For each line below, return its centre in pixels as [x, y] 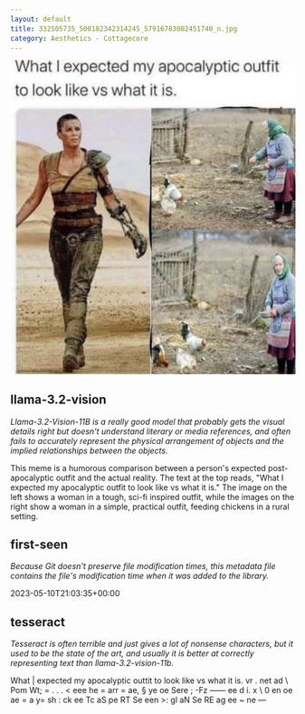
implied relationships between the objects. [89, 450]
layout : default [41, 19]
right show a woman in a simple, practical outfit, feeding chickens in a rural [150, 507]
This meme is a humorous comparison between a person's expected [138, 468]
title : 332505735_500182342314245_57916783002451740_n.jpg [124, 29]
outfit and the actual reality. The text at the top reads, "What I [170, 478]
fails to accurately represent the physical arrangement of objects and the [147, 440]
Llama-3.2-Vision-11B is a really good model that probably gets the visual [148, 421]
